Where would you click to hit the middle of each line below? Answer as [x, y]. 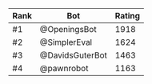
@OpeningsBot [68, 29]
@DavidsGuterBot [74, 55]
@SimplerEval [66, 42]
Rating [128, 16]
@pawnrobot [64, 68]
